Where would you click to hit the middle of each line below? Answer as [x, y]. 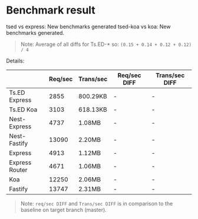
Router [18, 170]
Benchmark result [51, 10]
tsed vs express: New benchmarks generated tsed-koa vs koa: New [88, 26]
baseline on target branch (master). [64, 210]
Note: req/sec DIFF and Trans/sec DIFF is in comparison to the [97, 203]
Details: [15, 61]
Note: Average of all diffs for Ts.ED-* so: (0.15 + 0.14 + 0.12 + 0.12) [106, 44]
